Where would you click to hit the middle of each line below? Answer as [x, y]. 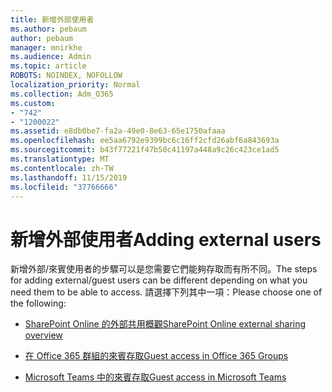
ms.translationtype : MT [60, 159]
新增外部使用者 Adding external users [166, 239]
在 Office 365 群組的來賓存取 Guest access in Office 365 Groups [156, 356]
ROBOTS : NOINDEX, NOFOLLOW [66, 76]
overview [43, 335]
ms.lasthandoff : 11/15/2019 [69, 177]
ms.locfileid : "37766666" [64, 187]
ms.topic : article [48, 66]
